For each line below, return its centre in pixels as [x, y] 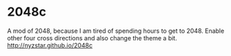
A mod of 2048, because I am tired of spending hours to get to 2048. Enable [116, 31]
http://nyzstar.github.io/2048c [50, 45]
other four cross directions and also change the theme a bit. [92, 38]
